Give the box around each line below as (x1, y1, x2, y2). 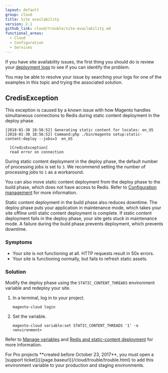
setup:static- (112, 132, 142, 137)
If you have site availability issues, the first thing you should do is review (5, 58, 154, 65)
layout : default (5, 7, 39, 13)
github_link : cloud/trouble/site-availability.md (5, 26, 111, 31)
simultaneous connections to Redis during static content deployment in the (5, 112, 160, 118)
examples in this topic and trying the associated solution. (5, 79, 123, 85)
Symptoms (5, 239, 33, 246)
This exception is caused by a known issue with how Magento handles (5, 107, 151, 113)
